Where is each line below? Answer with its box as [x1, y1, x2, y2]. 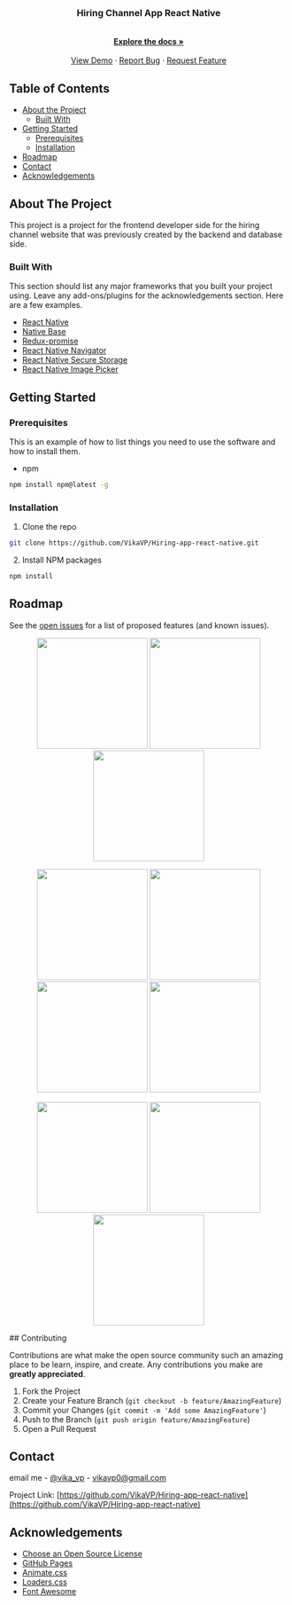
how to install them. [9, 445, 81, 456]
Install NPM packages [21, 555, 102, 565]
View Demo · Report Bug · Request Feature [70, 55, 227, 66]
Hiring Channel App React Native [76, 6, 221, 19]
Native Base [21, 327, 66, 337]
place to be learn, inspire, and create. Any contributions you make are [9, 1359, 264, 1370]
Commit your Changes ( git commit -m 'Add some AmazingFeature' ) [21, 1404, 267, 1415]
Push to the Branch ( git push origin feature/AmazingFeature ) [21, 1413, 250, 1425]
